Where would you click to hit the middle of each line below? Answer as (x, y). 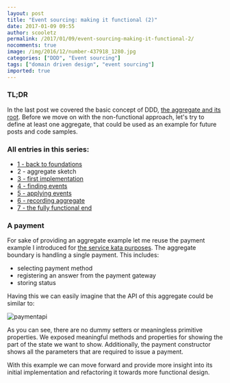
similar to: (21, 304)
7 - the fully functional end (54, 208)
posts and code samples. (42, 132)
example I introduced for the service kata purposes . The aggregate (102, 248)
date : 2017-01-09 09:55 (41, 26)
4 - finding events (42, 186)
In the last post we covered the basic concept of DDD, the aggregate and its (114, 110)
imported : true (29, 71)
